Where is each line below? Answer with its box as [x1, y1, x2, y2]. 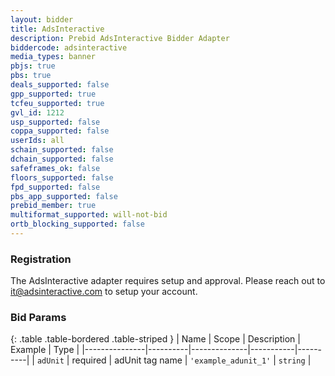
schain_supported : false [10, 145, 114, 155]
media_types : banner [10, 52, 97, 62]
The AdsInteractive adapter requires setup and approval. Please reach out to [10, 275, 326, 287]
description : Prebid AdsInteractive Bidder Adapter [10, 33, 230, 43]
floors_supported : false [10, 172, 114, 183]
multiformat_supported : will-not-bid [10, 210, 168, 220]
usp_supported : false [10, 117, 101, 127]
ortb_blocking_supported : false [10, 219, 145, 230]
